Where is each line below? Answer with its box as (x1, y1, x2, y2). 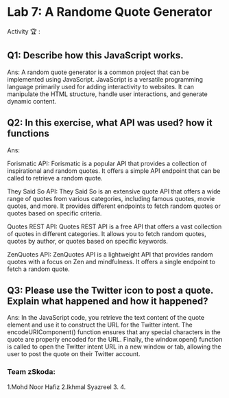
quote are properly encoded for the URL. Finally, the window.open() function (7, 336, 223, 344)
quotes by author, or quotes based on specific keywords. (7, 237, 168, 245)
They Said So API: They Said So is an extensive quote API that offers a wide (7, 187, 221, 196)
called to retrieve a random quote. (7, 174, 103, 182)
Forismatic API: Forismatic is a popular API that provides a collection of (7, 159, 207, 167)
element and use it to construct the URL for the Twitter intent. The (7, 320, 193, 329)
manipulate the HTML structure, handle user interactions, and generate (7, 90, 208, 98)
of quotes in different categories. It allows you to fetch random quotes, (7, 229, 207, 237)
